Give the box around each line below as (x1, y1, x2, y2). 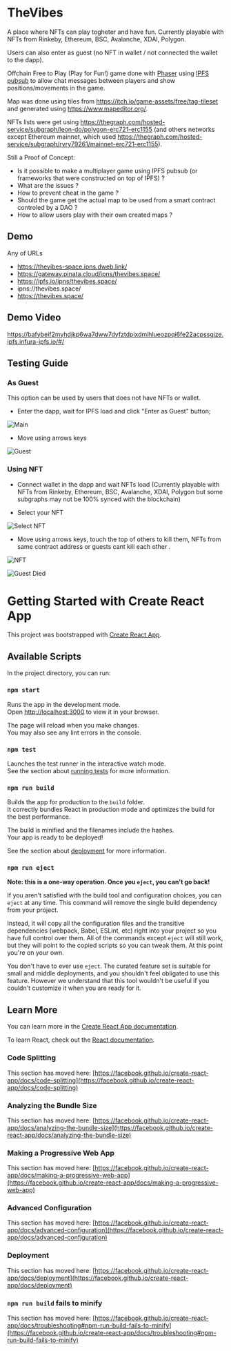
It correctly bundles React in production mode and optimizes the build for (7, 806, 215, 814)
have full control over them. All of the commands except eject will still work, (7, 934, 223, 942)
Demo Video (7, 312, 61, 324)
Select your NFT (17, 508, 64, 516)
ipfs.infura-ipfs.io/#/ (7, 337, 64, 346)
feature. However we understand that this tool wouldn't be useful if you (7, 977, 210, 985)
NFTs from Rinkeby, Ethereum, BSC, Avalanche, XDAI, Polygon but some (17, 487, 223, 496)
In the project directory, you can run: (7, 669, 111, 677)
